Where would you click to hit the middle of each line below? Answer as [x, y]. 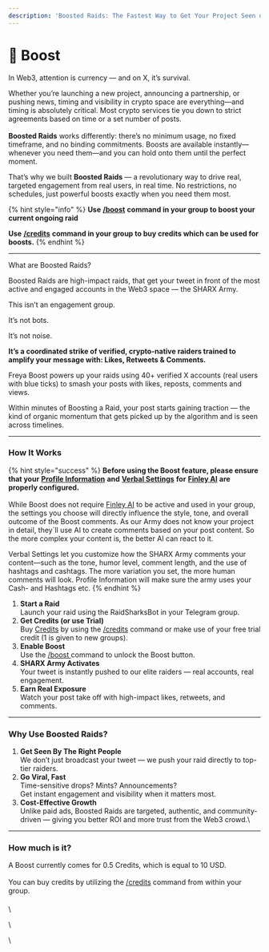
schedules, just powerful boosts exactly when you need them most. [120, 194]
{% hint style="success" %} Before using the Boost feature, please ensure [133, 470]
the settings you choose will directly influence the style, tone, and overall [128, 513]
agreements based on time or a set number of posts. [95, 119]
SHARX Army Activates [60, 663]
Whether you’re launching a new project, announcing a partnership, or [124, 93]
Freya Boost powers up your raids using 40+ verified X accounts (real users [133, 375]
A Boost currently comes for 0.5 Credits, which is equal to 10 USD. [117, 865]
